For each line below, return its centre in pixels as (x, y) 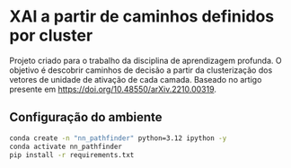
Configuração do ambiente (86, 117)
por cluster (51, 35)
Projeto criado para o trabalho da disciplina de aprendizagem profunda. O (145, 60)
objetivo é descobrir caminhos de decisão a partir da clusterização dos (141, 70)
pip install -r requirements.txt (72, 155)
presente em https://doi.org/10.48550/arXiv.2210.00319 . (113, 89)
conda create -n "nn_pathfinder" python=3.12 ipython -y (118, 138)
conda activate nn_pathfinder (66, 146)
